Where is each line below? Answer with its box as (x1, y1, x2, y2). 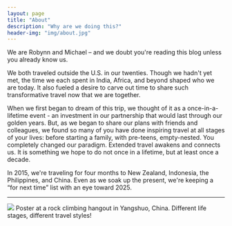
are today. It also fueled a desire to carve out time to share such (7, 83, 188, 92)
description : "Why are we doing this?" (7, 23, 122, 30)
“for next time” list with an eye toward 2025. (7, 183, 133, 192)
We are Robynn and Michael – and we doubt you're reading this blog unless (7, 48, 222, 56)
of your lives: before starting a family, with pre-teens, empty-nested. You (7, 134, 214, 142)
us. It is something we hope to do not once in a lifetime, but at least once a (7, 148, 219, 156)
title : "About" (7, 17, 51, 23)
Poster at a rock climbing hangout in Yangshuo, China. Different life (15, 204, 207, 212)
